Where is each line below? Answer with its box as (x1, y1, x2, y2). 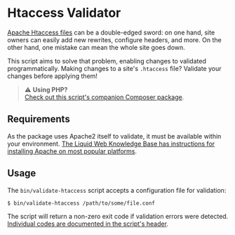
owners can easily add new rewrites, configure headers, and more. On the (7, 35, 222, 44)
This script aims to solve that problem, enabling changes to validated (7, 56, 207, 65)
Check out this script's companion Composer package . (24, 93, 184, 101)
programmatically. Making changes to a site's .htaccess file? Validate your (7, 64, 222, 72)
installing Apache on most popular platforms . (7, 146, 137, 155)
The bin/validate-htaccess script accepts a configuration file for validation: (7, 186, 227, 194)
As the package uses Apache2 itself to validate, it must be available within (7, 132, 222, 140)
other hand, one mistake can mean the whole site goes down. (7, 43, 186, 51)
